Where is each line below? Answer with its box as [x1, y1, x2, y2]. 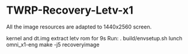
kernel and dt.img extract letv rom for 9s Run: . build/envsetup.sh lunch [6, 34, 183, 42]
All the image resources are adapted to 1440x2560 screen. [6, 23, 152, 30]
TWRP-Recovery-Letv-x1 [6, 4, 134, 17]
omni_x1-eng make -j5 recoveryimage [6, 41, 100, 48]
